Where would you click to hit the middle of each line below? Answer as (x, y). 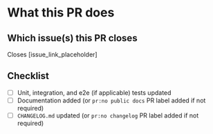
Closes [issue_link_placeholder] (53, 54)
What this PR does (61, 13)
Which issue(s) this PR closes (72, 38)
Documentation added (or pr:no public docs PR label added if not (111, 100)
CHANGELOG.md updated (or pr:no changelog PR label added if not (108, 115)
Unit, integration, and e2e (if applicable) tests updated (94, 92)
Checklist (28, 76)
